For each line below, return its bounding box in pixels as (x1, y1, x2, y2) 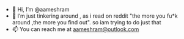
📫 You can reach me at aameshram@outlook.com (12, 26, 139, 33)
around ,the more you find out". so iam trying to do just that (12, 19, 161, 26)
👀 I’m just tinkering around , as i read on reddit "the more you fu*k (12, 12, 178, 19)
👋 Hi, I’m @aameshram (12, 6, 70, 13)
